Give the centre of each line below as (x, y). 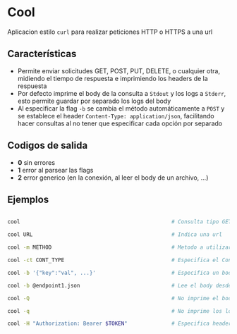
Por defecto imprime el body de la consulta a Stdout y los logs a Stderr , (122, 93)
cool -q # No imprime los (115, 311)
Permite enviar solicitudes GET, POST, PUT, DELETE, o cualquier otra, (119, 70)
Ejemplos (28, 199)
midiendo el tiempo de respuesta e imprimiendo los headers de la (113, 78)
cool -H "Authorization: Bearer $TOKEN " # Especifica (109, 324)
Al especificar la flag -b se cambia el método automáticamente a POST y (121, 108)
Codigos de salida (48, 146)
